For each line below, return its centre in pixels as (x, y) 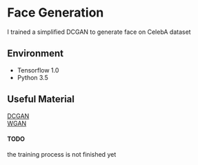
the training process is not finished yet (62, 154)
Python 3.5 (32, 77)
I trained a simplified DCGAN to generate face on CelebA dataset (99, 32)
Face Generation (56, 13)
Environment (36, 54)
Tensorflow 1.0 (38, 70)
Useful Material (41, 99)
